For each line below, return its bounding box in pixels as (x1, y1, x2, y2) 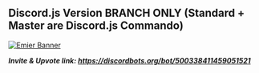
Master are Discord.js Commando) (8, 19, 184, 33)
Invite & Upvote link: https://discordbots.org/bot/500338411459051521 (8, 55, 251, 65)
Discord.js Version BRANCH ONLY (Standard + (8, 6, 245, 20)
